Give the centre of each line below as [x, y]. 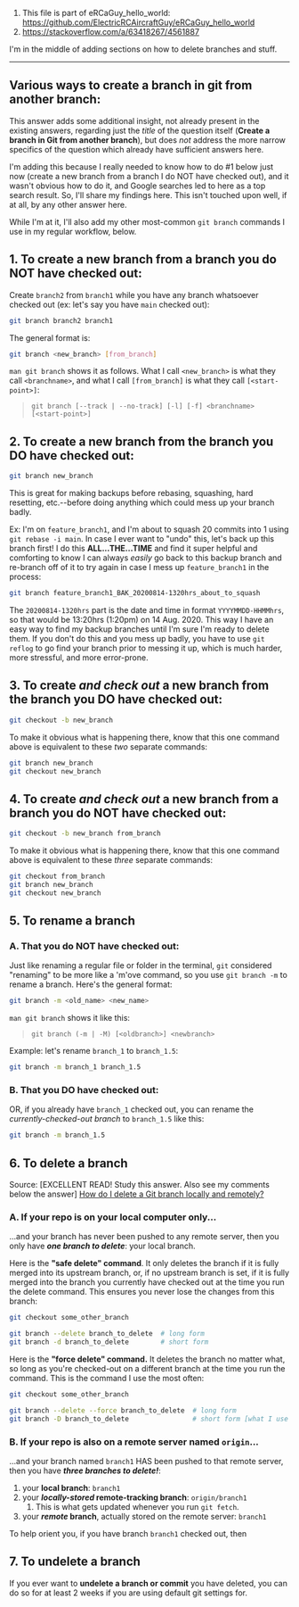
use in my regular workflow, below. [73, 231]
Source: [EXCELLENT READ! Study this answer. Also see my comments [139, 1185]
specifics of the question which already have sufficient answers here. [137, 149]
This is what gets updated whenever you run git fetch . [137, 1506]
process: [25, 577]
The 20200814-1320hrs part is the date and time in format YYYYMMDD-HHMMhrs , [147, 609]
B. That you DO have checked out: [84, 1090]
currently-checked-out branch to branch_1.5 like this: [107, 1119]
